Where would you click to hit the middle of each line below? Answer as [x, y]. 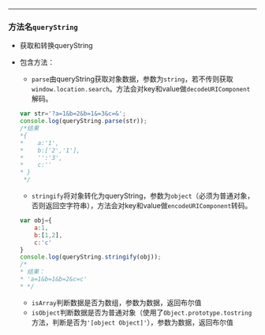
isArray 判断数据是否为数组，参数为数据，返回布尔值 [116, 302]
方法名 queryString [43, 27]
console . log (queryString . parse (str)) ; [83, 121]
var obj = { [36, 221]
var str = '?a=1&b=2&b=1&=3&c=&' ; [73, 114]
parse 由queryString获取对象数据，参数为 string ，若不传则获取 [132, 79]
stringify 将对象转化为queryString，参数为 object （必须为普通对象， [143, 196]
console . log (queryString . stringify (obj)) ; [90, 257]
